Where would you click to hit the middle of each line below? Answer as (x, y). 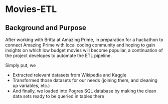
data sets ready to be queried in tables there (58, 96)
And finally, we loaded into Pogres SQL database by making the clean (84, 91)
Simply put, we (21, 65)
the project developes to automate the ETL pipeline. (58, 55)
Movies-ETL (31, 9)
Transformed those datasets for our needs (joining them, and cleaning (85, 80)
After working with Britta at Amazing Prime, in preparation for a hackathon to (84, 39)
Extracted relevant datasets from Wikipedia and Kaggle (69, 75)
